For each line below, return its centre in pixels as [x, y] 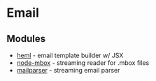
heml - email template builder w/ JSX [70, 55]
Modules [26, 39]
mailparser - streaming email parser [68, 70]
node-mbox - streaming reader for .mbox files [83, 63]
